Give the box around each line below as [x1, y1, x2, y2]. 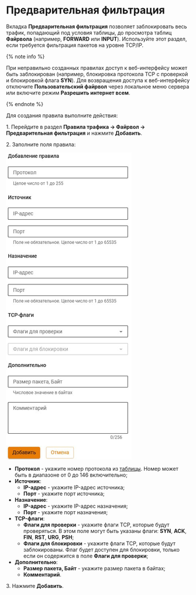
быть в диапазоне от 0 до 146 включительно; [14, 471, 128, 478]
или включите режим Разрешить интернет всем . [6, 89, 130, 96]
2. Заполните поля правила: [6, 141, 76, 148]
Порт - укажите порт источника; [23, 490, 105, 497]
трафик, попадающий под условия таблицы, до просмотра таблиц [6, 29, 172, 36]
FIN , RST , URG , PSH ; [23, 533, 74, 540]
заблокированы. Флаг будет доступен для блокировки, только [23, 546, 180, 553]
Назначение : [14, 496, 48, 503]
